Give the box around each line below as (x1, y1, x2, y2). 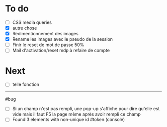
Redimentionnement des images (12, 31, 79, 37)
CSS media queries (12, 19, 52, 25)
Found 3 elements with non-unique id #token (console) (12, 117, 125, 123)
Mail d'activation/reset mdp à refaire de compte (12, 48, 110, 54)
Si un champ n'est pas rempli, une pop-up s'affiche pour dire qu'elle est (12, 106, 160, 112)
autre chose (12, 25, 37, 31)
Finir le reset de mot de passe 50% (12, 42, 84, 48)
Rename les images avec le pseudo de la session (12, 36, 113, 42)
